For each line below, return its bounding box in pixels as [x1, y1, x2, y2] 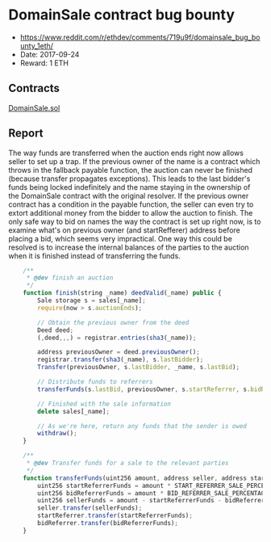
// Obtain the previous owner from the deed [37, 318, 190, 326]
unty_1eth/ [19, 40, 54, 50]
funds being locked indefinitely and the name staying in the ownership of [8, 182, 251, 191]
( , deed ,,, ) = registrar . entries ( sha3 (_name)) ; [37, 334, 197, 342]
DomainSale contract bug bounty [8, 6, 236, 24]
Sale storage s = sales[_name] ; [37, 296, 147, 305]
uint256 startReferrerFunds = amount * [37, 481, 172, 489]
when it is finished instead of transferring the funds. [8, 250, 181, 260]
